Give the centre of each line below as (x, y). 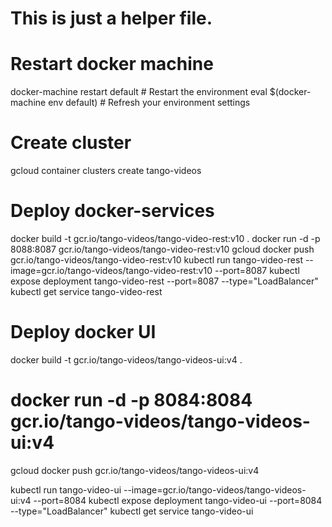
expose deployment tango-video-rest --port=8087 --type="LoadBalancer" (164, 281)
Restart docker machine (112, 64)
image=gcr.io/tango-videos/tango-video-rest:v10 (111, 270)
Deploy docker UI (83, 332)
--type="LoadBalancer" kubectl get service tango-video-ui (132, 511)
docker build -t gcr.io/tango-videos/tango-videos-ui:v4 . (126, 359)
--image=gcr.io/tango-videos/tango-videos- (215, 489)
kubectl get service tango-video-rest (86, 291)
